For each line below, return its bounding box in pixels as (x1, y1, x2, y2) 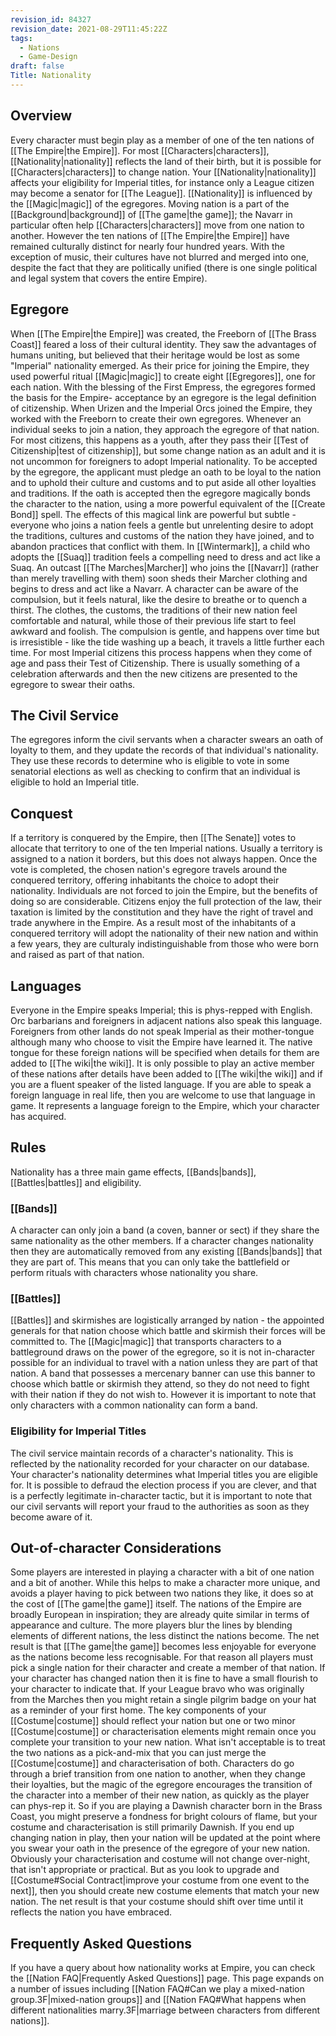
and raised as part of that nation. (10, 949, 145, 961)
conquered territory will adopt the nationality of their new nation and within (10, 927, 319, 940)
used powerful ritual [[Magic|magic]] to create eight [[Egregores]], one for (10, 370, 316, 382)
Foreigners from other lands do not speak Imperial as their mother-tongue (10, 1025, 315, 1037)
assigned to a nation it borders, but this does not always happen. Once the (10, 853, 318, 865)
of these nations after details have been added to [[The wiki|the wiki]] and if (10, 1067, 323, 1080)
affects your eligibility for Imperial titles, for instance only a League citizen (10, 176, 315, 188)
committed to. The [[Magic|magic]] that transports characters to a (10, 1336, 282, 1348)
